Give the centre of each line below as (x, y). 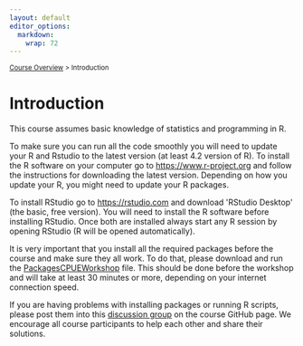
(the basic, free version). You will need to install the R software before (139, 212)
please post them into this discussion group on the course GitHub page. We (151, 314)
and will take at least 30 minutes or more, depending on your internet (138, 278)
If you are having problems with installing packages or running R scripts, (144, 305)
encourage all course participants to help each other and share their (137, 324)
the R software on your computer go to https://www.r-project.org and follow (151, 166)
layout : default (40, 18)
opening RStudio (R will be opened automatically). (103, 231)
